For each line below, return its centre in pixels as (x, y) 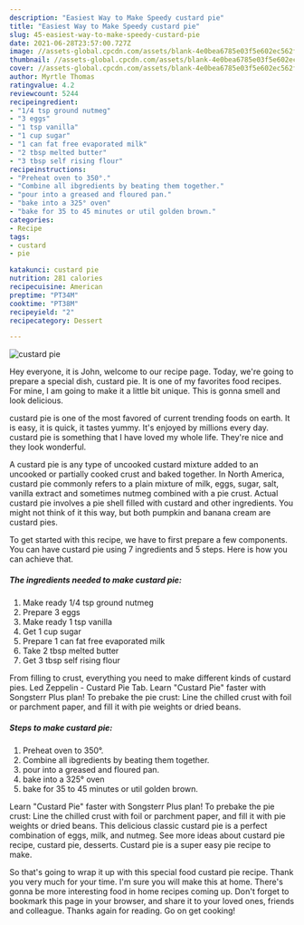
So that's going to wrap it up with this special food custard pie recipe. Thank (152, 872)
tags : (19, 236)
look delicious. (36, 400)
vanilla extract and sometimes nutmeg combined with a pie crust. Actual (144, 494)
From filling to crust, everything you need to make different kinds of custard (150, 678)
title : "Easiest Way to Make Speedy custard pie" (105, 26)
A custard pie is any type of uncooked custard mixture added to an (134, 465)
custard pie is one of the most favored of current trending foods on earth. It (150, 419)
